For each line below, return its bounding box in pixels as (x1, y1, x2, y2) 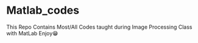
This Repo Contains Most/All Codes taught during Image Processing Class (6, 23, 193, 30)
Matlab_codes (6, 4, 80, 17)
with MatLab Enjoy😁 (6, 29, 58, 36)
